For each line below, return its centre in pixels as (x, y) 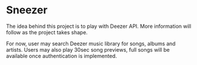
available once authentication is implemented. (62, 56)
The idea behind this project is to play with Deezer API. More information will (99, 26)
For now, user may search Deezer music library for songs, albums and (91, 44)
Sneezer (27, 10)
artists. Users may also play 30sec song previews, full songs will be (88, 49)
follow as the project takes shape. (47, 32)
